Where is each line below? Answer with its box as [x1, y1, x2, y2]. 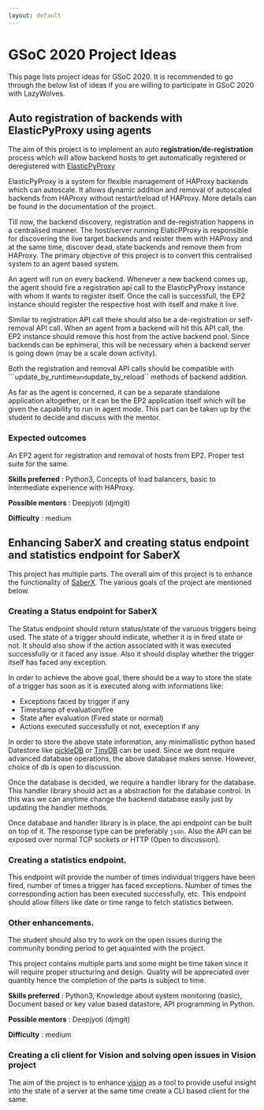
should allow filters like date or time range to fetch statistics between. [8, 897, 234, 907]
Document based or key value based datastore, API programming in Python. [8, 999, 255, 1009]
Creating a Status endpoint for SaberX [8, 606, 158, 617]
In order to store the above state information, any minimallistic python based [8, 736, 256, 747]
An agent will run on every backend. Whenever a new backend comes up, [8, 274, 248, 284]
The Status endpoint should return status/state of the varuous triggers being [8, 623, 256, 633]
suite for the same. [8, 459, 69, 468]
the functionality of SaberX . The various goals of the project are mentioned [8, 578, 252, 587]
